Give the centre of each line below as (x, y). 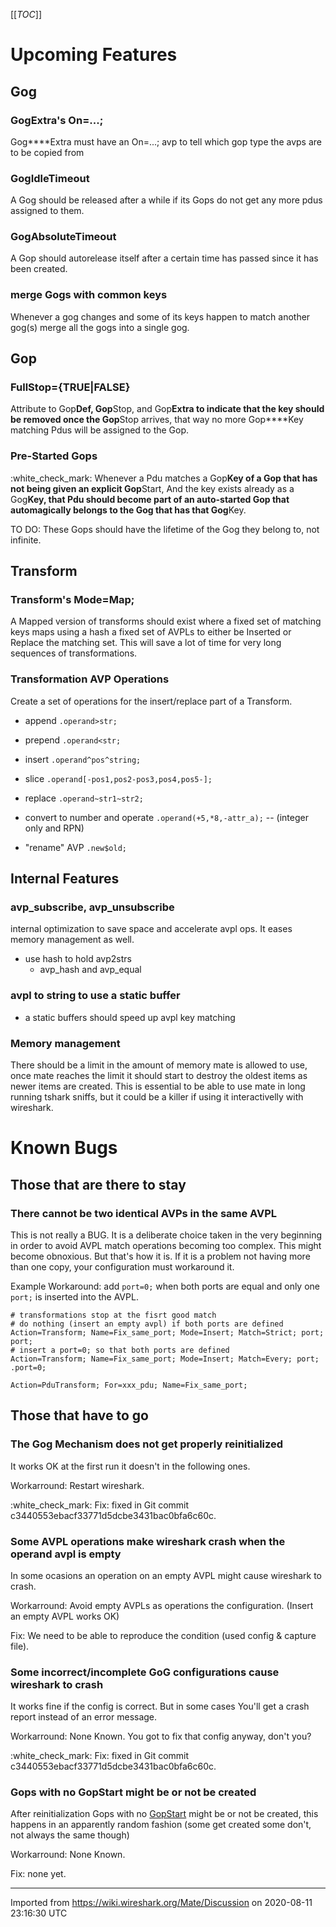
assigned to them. (47, 211)
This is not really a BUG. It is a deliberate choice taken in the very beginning (166, 1235)
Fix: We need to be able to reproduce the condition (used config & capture (163, 1635)
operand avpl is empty (66, 1554)
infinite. (26, 540)
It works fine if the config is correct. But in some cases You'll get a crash (160, 1706)
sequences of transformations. (74, 653)
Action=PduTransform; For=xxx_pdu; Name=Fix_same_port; (129, 1385)
